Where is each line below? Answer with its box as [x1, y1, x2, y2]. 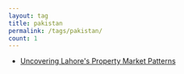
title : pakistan [8, 19, 63, 27]
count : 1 [8, 34, 38, 43]
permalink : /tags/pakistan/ [8, 27, 103, 35]
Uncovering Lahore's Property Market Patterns [19, 56, 176, 66]
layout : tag [8, 11, 48, 20]
